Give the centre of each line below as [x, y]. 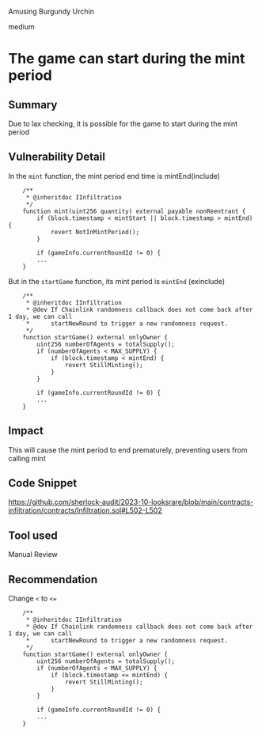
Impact [26, 431]
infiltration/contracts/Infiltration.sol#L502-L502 [85, 510]
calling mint [27, 458]
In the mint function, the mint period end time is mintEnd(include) [114, 176]
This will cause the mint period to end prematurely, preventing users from [128, 449]
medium [21, 27]
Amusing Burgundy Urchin [51, 11]
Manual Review [33, 555]
